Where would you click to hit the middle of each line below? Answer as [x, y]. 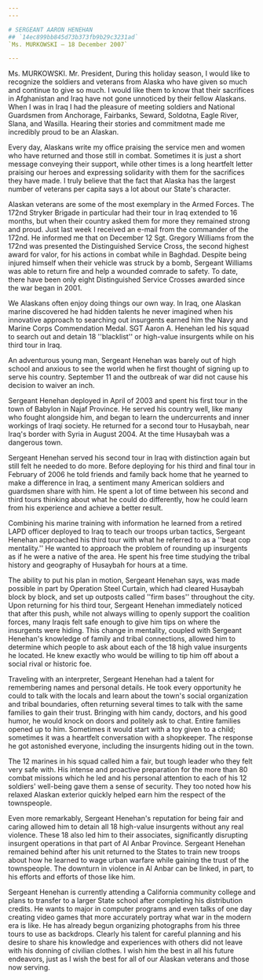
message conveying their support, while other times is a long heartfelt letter [130, 164]
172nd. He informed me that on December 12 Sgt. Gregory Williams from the [131, 238]
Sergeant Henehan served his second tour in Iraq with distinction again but [129, 458]
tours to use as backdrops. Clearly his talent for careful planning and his [125, 934]
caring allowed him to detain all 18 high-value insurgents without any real [126, 827]
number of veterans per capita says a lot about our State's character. [120, 189]
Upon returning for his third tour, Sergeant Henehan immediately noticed [125, 605]
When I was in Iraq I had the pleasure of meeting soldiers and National [122, 107]
